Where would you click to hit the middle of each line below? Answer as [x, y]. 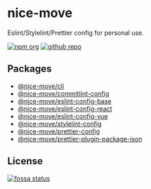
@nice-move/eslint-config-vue [63, 116]
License [25, 161]
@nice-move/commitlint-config [63, 93]
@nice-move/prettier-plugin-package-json [80, 139]
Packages [29, 69]
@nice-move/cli [41, 86]
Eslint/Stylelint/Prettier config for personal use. [75, 33]
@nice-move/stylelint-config [60, 124]
